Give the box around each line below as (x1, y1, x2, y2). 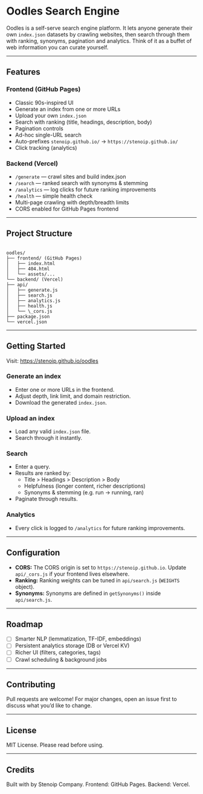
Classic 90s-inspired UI (14, 99, 74, 106)
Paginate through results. (14, 496, 78, 503)
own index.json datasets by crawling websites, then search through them (6, 30, 190, 38)
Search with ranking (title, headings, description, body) (14, 118, 152, 126)
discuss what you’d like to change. (6, 702, 92, 709)
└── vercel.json (6, 318, 47, 325)
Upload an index (6, 414, 55, 422)
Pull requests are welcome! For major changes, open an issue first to (6, 696, 177, 703)
